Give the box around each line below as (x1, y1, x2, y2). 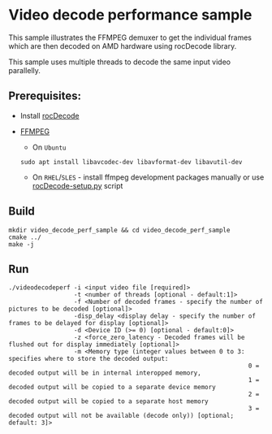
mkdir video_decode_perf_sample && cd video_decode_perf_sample (8, 226, 231, 234)
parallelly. (8, 65, 41, 75)
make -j (8, 240, 35, 249)
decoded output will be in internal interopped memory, (8, 369, 201, 377)
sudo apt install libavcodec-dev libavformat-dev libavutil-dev (19, 158, 243, 166)
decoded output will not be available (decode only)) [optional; (8, 412, 234, 420)
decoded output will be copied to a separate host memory (8, 397, 209, 406)
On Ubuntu (32, 142, 67, 152)
